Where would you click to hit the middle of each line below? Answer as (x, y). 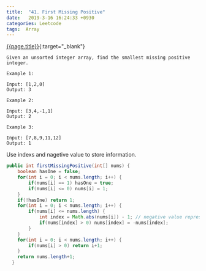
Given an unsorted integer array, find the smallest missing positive (98, 58)
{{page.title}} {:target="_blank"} (46, 46)
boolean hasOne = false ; (49, 172)
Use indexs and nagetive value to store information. (71, 155)
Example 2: (20, 101)
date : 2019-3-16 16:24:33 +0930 (51, 18)
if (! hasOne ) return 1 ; (46, 200)
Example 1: (20, 74)
